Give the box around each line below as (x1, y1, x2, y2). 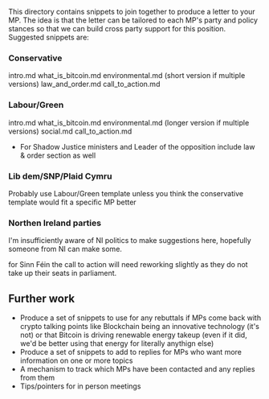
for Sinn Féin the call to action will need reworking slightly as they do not (8, 260, 248, 269)
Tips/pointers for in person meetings (19, 381, 141, 391)
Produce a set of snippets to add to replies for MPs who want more (19, 348, 243, 356)
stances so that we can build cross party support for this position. (8, 24, 226, 33)
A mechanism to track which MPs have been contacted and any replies (19, 364, 255, 373)
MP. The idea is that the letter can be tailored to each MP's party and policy (8, 15, 259, 25)
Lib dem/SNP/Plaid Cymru (8, 171, 112, 182)
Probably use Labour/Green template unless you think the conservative (8, 188, 243, 198)
